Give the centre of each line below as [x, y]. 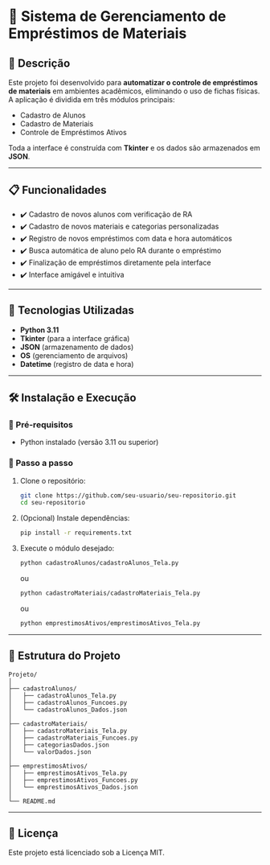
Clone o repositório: [53, 480]
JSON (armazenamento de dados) [77, 347]
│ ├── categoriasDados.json [59, 745]
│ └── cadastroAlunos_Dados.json [68, 710]
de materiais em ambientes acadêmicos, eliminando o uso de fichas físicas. [134, 91]
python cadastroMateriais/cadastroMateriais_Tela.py [110, 593]
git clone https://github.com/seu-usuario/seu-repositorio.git [128, 495]
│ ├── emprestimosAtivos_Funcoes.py [73, 780]
